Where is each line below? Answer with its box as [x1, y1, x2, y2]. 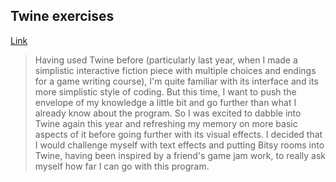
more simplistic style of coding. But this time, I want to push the [34, 85, 297, 98]
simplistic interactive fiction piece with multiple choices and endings [34, 64, 317, 76]
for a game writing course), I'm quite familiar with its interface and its [34, 75, 319, 87]
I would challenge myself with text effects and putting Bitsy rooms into [34, 139, 325, 151]
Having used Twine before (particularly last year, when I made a [34, 54, 298, 66]
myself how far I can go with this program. [34, 160, 210, 172]
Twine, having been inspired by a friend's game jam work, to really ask [34, 149, 327, 161]
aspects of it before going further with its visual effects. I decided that [34, 128, 323, 140]
